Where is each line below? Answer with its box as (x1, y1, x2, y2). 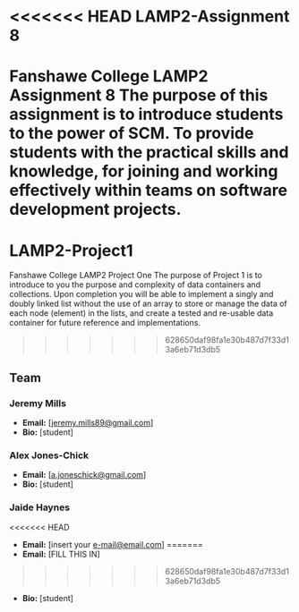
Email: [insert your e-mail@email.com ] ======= (21, 539, 203, 549)
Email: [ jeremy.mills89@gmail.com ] (21, 418, 154, 428)
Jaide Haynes (9, 501, 70, 514)
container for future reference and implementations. (9, 318, 201, 328)
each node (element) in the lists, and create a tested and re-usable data (9, 308, 274, 319)
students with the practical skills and (9, 142, 289, 163)
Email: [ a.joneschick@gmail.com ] (21, 470, 147, 480)
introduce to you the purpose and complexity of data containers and (9, 279, 261, 290)
